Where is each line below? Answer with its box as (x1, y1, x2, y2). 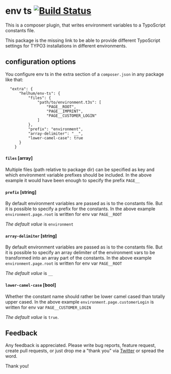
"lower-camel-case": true (28, 135, 83, 140)
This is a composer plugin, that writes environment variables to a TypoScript (5, 22, 166, 28)
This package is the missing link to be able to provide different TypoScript (5, 37, 161, 43)
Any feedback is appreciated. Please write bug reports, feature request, (5, 342, 156, 348)
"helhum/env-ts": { (18, 91, 60, 96)
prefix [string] (5, 189, 37, 195)
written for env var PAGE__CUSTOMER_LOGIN (5, 304, 91, 310)
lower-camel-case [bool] (5, 282, 56, 288)
